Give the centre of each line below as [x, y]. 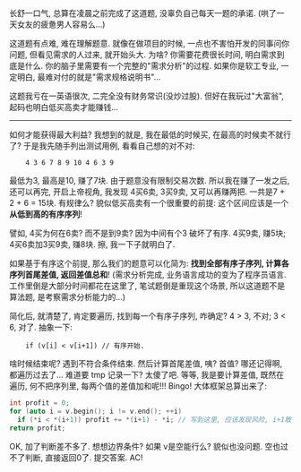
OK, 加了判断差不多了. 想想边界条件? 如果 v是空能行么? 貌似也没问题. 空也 [145, 446]
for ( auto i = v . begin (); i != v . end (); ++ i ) [96, 411]
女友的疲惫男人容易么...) [61, 24]
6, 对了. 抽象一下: [41, 327]
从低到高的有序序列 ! [46, 214]
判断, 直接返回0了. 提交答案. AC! [84, 457]
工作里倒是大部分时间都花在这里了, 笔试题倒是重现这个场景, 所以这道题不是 [147, 286]
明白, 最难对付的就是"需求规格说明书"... [89, 77]
